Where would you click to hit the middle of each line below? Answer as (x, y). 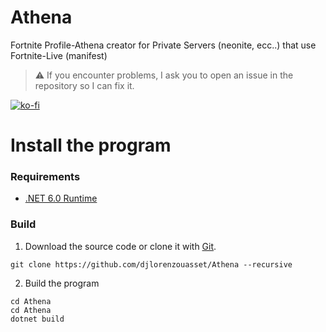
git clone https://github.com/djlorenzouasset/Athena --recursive (151, 264)
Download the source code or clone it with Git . (120, 246)
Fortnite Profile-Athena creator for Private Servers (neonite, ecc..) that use (163, 45)
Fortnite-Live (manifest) (59, 55)
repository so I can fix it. (84, 85)
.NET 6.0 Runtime (61, 198)
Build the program (62, 283)
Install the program (91, 145)
